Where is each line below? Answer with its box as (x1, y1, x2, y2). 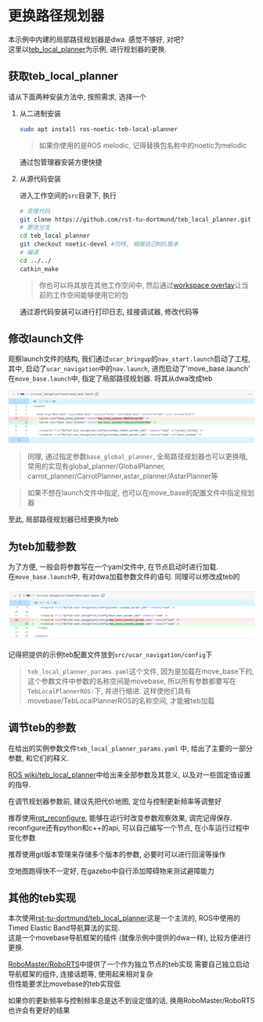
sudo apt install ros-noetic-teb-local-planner (19, 125, 178, 133)
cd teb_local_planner (19, 232, 90, 240)
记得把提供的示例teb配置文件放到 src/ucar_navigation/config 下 (8, 649, 213, 659)
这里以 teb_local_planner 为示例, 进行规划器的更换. (8, 44, 167, 53)
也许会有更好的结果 (8, 1006, 70, 1015)
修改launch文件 (8, 332, 84, 345)
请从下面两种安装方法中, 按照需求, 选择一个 (8, 92, 146, 101)
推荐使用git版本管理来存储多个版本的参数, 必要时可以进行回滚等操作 (8, 849, 226, 859)
